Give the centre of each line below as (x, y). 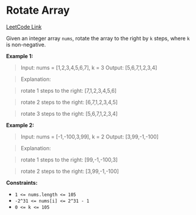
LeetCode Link (24, 27)
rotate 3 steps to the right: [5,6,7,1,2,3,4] (69, 113)
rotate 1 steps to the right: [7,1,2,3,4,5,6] (68, 90)
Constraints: (22, 182)
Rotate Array (38, 10)
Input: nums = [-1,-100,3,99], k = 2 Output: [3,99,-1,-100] (89, 137)
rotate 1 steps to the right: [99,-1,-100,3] (69, 159)
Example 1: (20, 56)
